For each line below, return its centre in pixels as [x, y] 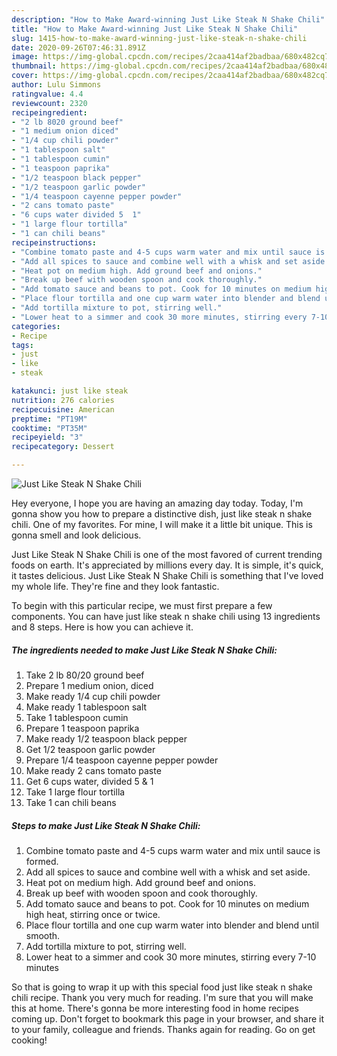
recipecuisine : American [63, 409]
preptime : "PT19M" [49, 419]
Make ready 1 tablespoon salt [86, 707]
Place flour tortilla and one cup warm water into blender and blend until [172, 925]
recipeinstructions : [54, 242]
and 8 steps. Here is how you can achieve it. [102, 627]
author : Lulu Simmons [56, 85]
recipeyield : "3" [47, 437]
